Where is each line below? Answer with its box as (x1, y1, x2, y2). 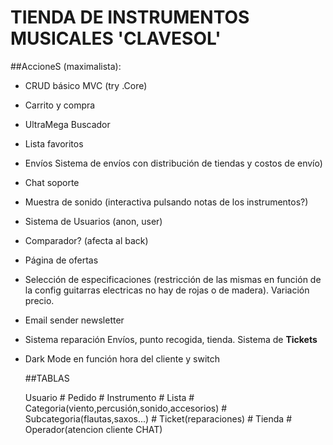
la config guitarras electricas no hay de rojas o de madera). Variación (24, 284, 310, 296)
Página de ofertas (24, 254, 99, 266)
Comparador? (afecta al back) (24, 234, 149, 246)
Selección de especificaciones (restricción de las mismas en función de (24, 273, 322, 285)
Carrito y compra (24, 99, 96, 111)
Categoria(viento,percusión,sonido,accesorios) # (24, 402, 228, 414)
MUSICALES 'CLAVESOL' (10, 27, 222, 50)
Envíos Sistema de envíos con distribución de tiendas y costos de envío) (24, 157, 323, 169)
